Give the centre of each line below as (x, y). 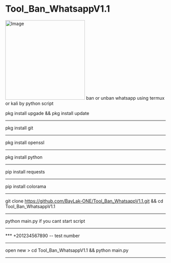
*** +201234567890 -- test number (43, 236)
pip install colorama (26, 186)
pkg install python (24, 157)
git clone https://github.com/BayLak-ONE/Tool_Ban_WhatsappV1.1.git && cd (84, 201)
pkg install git (19, 128)
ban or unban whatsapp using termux (125, 98)
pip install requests (25, 171)
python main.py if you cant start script (45, 221)
